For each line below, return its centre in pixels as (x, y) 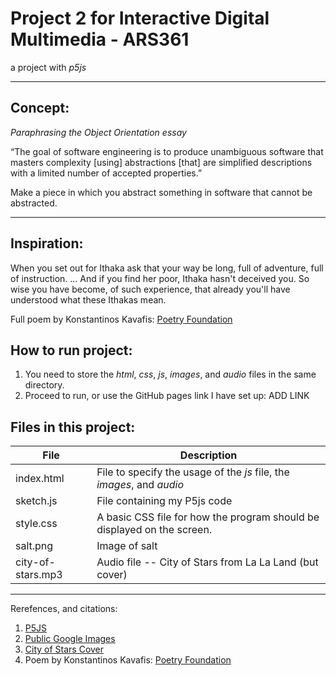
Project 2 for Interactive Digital (140, 18)
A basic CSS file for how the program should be (208, 517)
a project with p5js (48, 67)
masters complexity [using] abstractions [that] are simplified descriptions (161, 162)
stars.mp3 (39, 575)
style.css (36, 524)
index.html (40, 479)
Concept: (40, 108)
